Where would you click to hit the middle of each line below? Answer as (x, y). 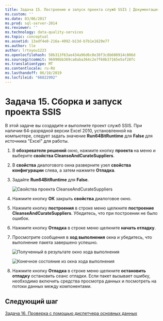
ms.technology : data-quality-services (44, 32)
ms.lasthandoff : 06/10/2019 (33, 73)
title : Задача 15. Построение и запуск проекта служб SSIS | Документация (82, 9)
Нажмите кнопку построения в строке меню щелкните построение (83, 208)
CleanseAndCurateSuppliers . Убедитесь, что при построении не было (85, 213)
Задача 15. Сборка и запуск (64, 102)
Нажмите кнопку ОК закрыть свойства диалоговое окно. (72, 198)
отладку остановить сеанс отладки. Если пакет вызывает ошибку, (81, 276)
